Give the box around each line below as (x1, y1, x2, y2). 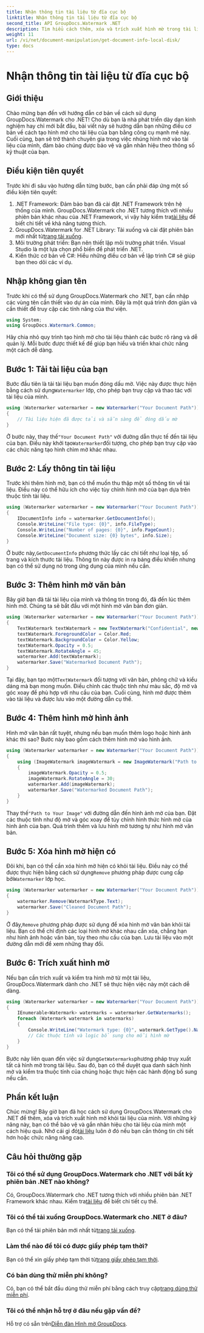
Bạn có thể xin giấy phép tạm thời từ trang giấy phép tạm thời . (6, 1256, 160, 1263)
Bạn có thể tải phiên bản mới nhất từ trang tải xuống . (6, 1227, 137, 1234)
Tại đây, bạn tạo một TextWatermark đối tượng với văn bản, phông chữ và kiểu (6, 676, 197, 683)
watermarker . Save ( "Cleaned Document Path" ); (17, 904, 132, 910)
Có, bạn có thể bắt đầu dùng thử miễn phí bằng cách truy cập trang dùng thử (6, 1284, 198, 1292)
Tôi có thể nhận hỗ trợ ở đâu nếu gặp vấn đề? (6, 1306, 141, 1315)
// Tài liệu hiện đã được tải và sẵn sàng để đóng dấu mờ (17, 416, 178, 422)
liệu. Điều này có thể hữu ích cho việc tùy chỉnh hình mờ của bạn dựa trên (6, 486, 191, 493)
